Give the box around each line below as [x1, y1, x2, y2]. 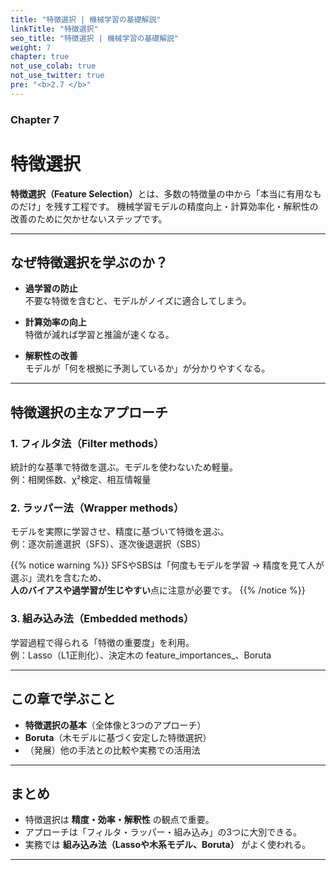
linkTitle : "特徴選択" [10, 24, 99, 34]
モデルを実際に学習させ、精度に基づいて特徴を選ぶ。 [10, 526, 230, 538]
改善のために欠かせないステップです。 [10, 212, 168, 225]
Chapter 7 [10, 112, 60, 126]
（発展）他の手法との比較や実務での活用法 [24, 744, 201, 756]
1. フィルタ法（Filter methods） [10, 436, 165, 450]
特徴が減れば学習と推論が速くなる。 [24, 329, 175, 341]
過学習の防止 [24, 282, 78, 295]
